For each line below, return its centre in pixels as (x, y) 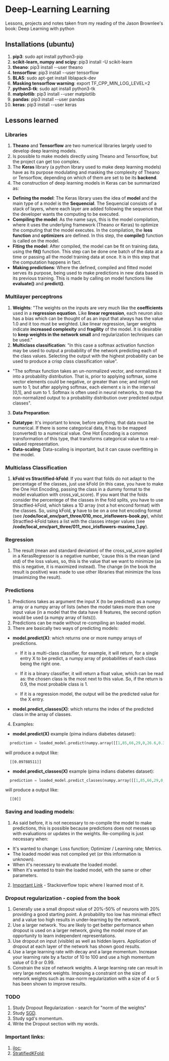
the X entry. (32, 699)
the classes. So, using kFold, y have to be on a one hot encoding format (87, 511)
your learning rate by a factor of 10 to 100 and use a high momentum (83, 957)
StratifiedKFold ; (29, 1053)
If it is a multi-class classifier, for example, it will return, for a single (89, 653)
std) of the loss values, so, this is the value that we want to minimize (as (87, 561)
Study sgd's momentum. (38, 1018)
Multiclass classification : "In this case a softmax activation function (83, 345)
